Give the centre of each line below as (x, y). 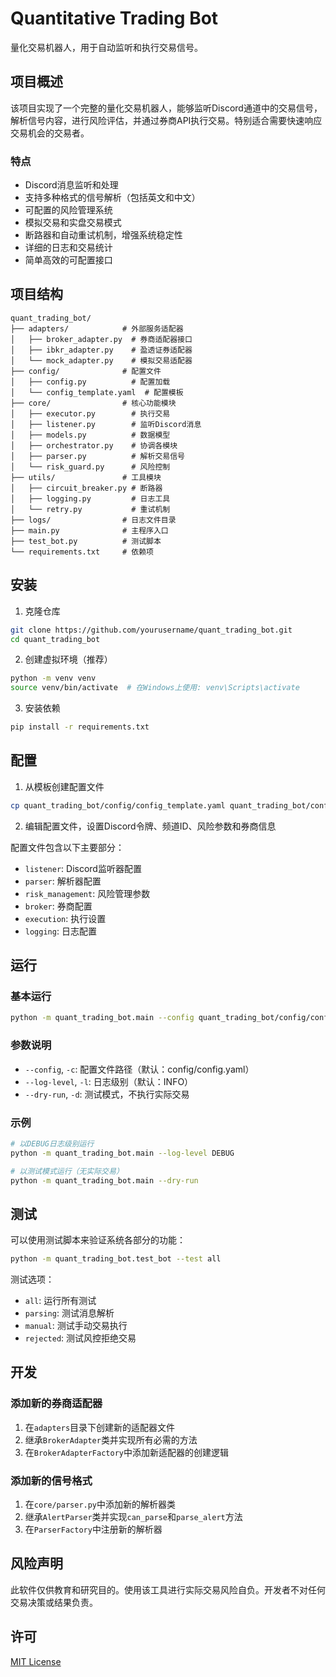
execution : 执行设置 (65, 918)
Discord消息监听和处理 (71, 185)
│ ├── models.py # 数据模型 (90, 435)
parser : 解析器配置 (63, 881)
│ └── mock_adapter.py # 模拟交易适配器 (101, 360)
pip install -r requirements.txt (80, 727)
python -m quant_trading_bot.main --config (102, 1018)
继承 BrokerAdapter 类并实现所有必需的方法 (111, 1439)
